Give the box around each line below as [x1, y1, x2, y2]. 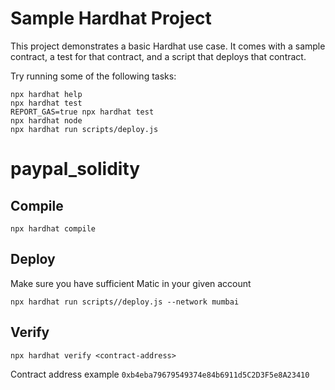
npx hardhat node [10, 115, 83, 126]
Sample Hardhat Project [10, 7, 212, 30]
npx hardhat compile [10, 223, 97, 234]
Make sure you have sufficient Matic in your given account [10, 277, 252, 289]
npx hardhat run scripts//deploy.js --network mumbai [10, 297, 240, 307]
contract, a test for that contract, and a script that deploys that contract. [10, 50, 307, 62]
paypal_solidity [10, 158, 141, 181]
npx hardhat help [10, 89, 83, 99]
